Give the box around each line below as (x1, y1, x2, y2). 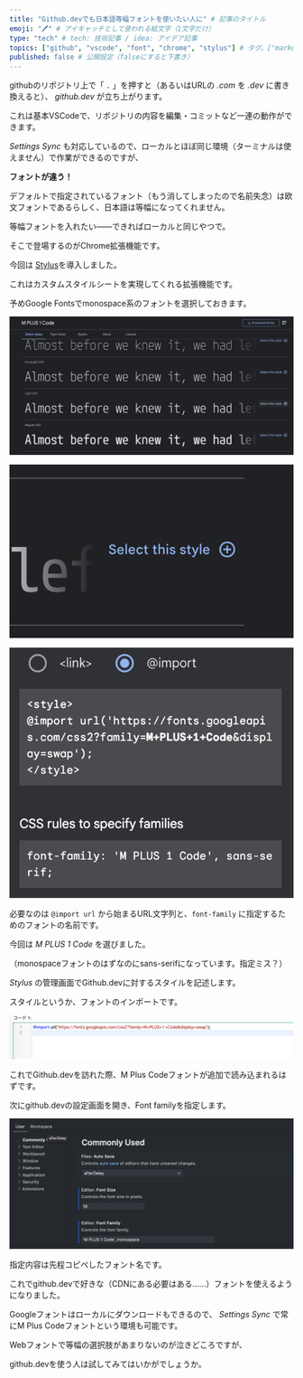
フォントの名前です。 (24, 919, 104, 930)
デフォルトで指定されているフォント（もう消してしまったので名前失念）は (9, 191, 286, 202)
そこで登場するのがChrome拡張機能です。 (9, 241, 165, 251)
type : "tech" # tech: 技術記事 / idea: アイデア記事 (9, 33, 198, 42)
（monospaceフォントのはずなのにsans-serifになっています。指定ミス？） (9, 958, 288, 968)
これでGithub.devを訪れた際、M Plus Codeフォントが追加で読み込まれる (9, 1069, 280, 1080)
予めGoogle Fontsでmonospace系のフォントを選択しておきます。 (9, 298, 252, 309)
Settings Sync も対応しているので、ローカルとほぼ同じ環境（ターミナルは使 (9, 141, 291, 152)
